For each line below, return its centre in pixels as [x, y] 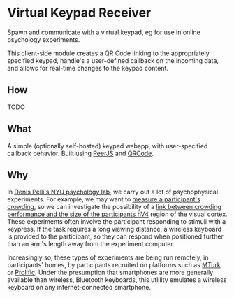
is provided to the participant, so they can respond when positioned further [115, 236]
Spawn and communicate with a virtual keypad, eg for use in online [104, 32]
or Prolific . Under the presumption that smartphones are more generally [110, 272]
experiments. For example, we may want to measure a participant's [104, 199]
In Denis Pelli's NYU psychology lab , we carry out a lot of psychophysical [113, 192]
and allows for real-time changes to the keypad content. [88, 68]
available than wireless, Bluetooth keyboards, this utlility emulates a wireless [117, 280]
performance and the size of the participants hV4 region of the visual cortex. [117, 214]
